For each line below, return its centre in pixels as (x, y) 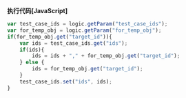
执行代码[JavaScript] (37, 11)
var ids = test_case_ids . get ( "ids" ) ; (74, 43)
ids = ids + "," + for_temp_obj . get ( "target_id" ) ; (106, 56)
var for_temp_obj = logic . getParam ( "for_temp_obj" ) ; (84, 30)
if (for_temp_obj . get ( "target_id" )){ (60, 37)
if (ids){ (32, 50)
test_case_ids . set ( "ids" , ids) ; (66, 81)
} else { (32, 62)
